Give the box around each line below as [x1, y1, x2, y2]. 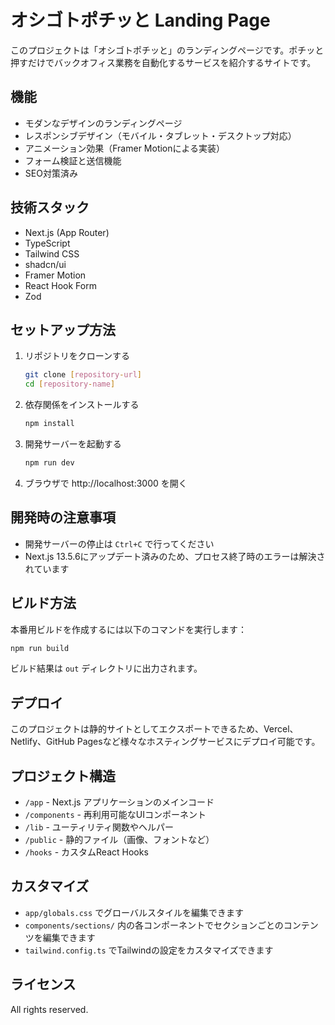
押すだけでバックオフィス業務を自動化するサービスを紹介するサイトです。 [10, 56, 317, 68]
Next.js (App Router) [24, 226, 110, 238]
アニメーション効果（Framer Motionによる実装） [24, 142, 226, 154]
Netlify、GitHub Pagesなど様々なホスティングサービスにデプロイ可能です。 [10, 736, 321, 748]
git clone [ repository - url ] [24, 370, 142, 380]
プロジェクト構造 [10, 767, 116, 785]
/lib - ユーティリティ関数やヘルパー [24, 821, 175, 833]
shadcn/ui [24, 258, 67, 270]
